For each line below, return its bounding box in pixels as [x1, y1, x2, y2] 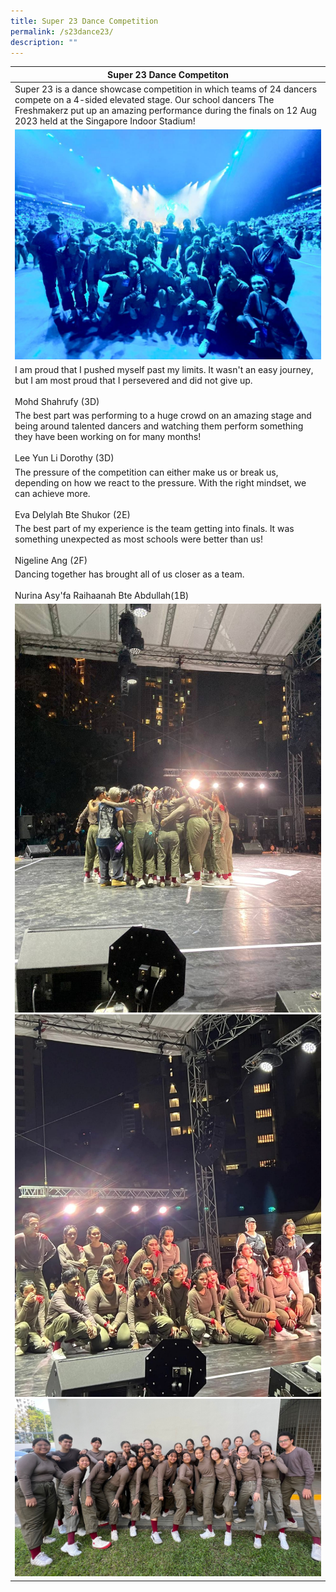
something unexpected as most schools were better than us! [14, 533, 263, 545]
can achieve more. [14, 487, 91, 499]
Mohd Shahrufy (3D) [14, 396, 100, 408]
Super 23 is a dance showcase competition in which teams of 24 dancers [14, 83, 318, 95]
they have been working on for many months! [14, 431, 202, 443]
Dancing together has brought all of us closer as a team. [14, 568, 245, 580]
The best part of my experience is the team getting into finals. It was [14, 522, 295, 534]
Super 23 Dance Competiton [107, 68, 229, 80]
